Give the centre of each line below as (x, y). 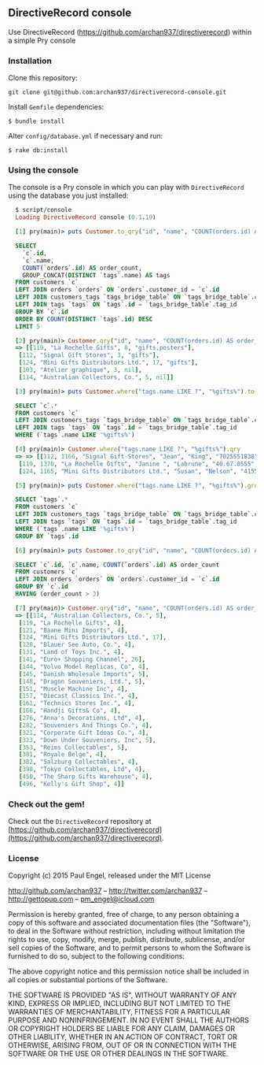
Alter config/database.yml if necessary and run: (86, 136)
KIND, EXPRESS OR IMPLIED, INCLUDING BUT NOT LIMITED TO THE (119, 1004)
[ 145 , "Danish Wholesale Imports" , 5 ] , (84, 674)
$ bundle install (37, 121)
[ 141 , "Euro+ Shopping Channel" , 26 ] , (82, 660)
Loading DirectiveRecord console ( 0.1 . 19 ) (86, 217)
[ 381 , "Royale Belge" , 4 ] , (63, 755)
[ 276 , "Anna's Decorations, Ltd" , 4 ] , (82, 718)
